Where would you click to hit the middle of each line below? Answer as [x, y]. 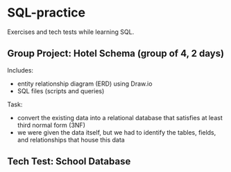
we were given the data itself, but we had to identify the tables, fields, [117, 132]
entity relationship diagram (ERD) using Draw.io [85, 84]
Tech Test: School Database [69, 161]
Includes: [20, 70]
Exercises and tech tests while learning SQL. [71, 32]
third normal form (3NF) [51, 125]
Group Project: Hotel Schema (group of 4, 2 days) [115, 54]
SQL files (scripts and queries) [61, 90]
